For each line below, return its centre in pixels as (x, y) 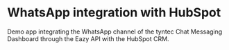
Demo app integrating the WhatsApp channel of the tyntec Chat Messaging (115, 32)
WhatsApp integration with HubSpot (114, 13)
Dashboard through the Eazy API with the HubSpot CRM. (88, 38)
